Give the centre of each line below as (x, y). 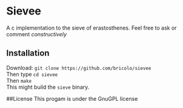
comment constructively (37, 34)
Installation (28, 53)
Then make (19, 80)
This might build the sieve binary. (48, 87)
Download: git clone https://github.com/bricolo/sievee (79, 68)
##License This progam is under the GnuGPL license (72, 98)
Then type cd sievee (32, 74)
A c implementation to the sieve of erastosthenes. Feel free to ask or (91, 28)
